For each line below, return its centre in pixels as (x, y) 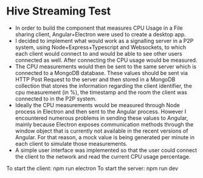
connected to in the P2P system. (56, 99)
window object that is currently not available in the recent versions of (101, 131)
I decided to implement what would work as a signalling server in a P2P (104, 41)
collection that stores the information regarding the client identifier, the (104, 85)
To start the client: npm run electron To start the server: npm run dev (92, 168)
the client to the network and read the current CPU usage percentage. (103, 156)
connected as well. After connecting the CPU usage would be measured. (106, 60)
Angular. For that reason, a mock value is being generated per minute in (105, 137)
